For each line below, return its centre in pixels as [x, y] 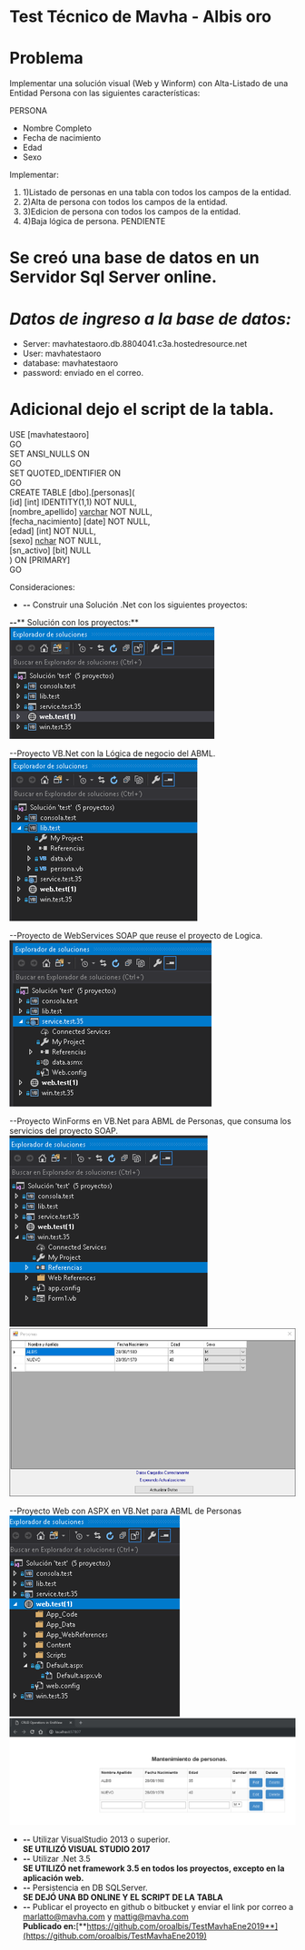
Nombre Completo [57, 128]
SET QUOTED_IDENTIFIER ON [65, 473]
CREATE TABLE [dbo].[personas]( [72, 493]
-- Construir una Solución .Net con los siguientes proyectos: [135, 605]
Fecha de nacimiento [62, 138]
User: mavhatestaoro [62, 354]
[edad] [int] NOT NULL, [53, 531]
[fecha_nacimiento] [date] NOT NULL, [80, 522]
